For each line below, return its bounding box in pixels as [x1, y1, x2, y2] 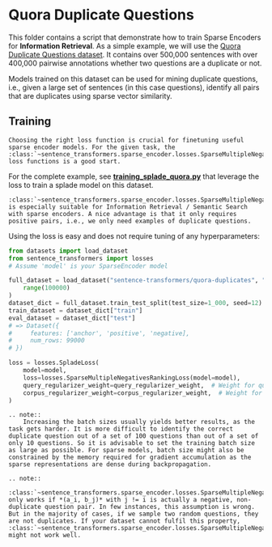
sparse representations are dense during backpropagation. [8, 460, 212, 469]
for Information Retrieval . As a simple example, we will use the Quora [8, 40, 241, 50]
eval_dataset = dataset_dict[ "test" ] [8, 314, 136, 322]
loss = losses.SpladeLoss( [8, 358, 100, 367]
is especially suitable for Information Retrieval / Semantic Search [8, 202, 249, 211]
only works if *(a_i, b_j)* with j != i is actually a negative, [8, 496, 233, 504]
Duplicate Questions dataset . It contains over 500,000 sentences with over [8, 49, 258, 59]
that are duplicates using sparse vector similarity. [8, 91, 172, 100]
